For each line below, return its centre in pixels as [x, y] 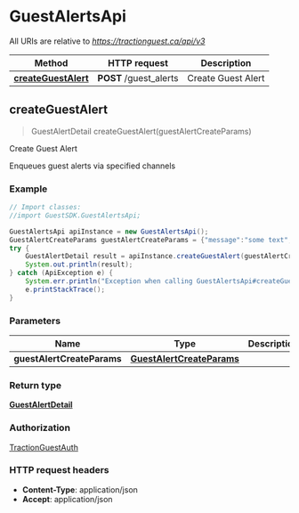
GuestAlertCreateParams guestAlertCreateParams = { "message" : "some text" [149, 240]
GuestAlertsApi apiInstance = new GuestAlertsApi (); [109, 232]
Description [226, 62]
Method [51, 62]
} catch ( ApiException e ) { [61, 273]
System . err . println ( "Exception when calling [109, 281]
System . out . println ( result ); [79, 265]
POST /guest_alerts [138, 77]
